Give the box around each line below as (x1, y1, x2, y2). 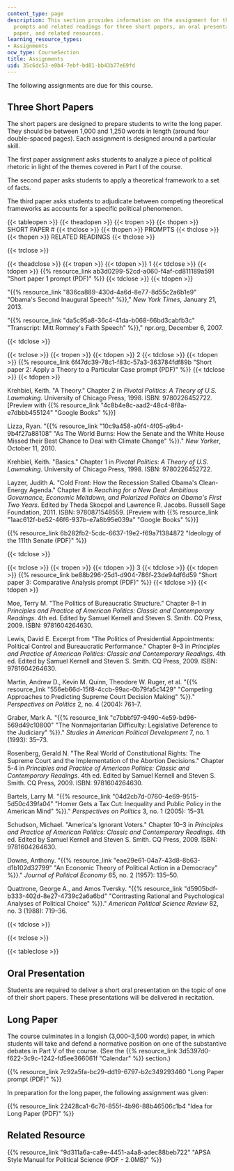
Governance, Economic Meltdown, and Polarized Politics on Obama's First (7, 494, 221, 502)
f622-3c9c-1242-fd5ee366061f (7, 1054, 98, 1062)
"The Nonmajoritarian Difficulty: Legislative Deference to (55, 721, 218, 730)
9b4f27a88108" (7, 430, 52, 438)
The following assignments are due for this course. (7, 81, 153, 89)
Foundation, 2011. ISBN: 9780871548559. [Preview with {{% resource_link (7, 508, 219, 517)
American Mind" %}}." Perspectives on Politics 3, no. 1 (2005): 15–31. (7, 807, 205, 815)
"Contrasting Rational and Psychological (109, 892, 224, 900)
